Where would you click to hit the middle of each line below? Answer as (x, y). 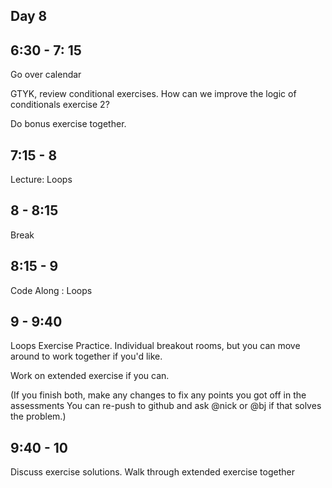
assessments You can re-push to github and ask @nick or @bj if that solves (166, 406)
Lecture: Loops (41, 180)
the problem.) (38, 416)
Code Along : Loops (51, 290)
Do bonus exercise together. (68, 124)
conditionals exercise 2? (60, 105)
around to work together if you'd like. (86, 356)
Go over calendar (46, 75)
